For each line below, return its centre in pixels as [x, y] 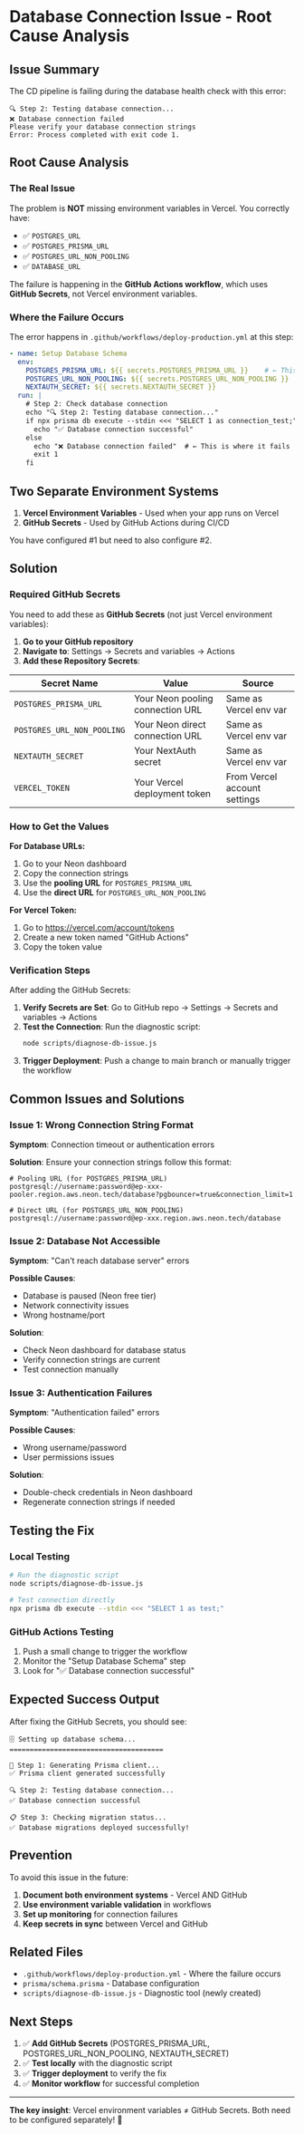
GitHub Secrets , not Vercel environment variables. [104, 294]
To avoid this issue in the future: [69, 1877]
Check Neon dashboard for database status [104, 1350]
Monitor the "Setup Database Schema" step [104, 1661]
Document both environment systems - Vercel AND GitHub [135, 1895]
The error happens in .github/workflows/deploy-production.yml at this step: [152, 336]
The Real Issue [42, 188]
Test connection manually [71, 1369]
